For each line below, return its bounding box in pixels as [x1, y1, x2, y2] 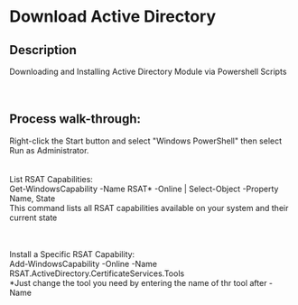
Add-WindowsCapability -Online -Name [9, 258, 158, 269]
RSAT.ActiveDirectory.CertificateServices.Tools [9, 268, 185, 279]
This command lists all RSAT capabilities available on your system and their [9, 202, 289, 213]
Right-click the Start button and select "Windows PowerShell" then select [9, 135, 283, 146]
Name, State [9, 192, 56, 204]
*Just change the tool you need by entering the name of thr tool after [9, 277, 267, 288]
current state [9, 212, 58, 223]
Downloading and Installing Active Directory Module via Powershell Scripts [9, 66, 287, 77]
